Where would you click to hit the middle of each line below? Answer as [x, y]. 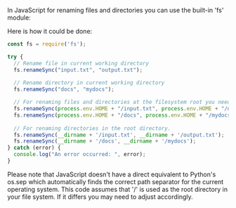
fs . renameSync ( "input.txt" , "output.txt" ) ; [78, 70]
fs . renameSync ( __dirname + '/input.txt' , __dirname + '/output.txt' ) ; [119, 135]
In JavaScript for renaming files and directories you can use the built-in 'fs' [116, 10]
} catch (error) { [34, 148]
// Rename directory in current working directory [89, 83]
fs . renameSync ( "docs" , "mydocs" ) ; [64, 90]
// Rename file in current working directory [81, 63]
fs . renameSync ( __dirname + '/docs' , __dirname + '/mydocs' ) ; [105, 141]
